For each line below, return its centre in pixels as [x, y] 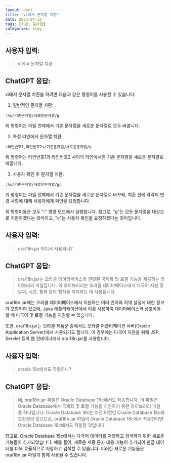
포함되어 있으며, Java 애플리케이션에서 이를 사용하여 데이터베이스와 [77, 309]
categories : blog [24, 29]
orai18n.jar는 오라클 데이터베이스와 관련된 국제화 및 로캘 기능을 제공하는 [89, 279]
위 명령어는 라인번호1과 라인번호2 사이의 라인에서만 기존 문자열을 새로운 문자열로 [84, 157]
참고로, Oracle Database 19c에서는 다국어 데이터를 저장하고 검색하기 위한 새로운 [85, 436]
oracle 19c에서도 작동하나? [45, 369]
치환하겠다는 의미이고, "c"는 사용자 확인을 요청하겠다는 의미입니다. [76, 218]
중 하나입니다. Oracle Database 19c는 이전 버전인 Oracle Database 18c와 [91, 412]
